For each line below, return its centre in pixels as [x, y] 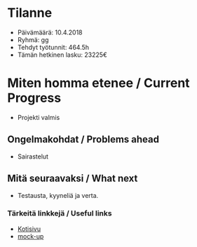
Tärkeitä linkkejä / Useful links [60, 213]
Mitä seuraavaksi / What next [73, 179]
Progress [34, 98]
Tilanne [30, 13]
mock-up [30, 236]
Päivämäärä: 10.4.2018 [50, 32]
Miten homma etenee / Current [99, 83]
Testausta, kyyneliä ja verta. [58, 195]
